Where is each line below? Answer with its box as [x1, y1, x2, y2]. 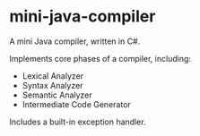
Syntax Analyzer [22, 80, 83, 90]
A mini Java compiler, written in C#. [9, 36, 141, 47]
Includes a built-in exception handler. [9, 116, 146, 127]
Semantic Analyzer [22, 89, 92, 100]
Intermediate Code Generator [22, 98, 132, 109]
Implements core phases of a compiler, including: [9, 53, 191, 64]
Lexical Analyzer [22, 70, 83, 81]
